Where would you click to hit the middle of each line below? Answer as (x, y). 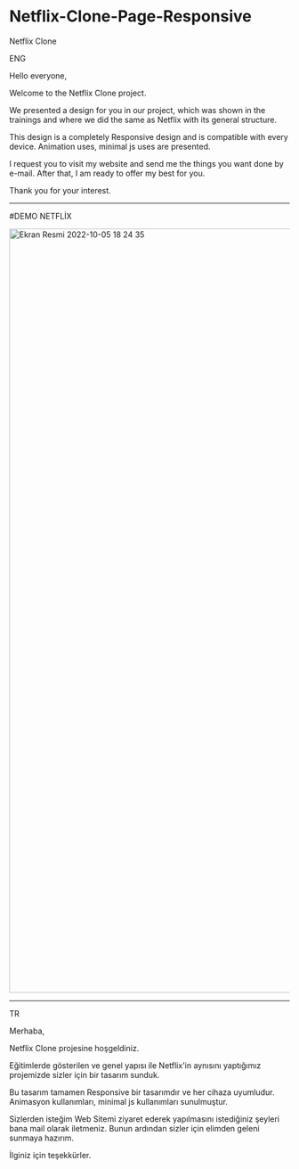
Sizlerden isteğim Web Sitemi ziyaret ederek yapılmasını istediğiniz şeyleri (145, 1119)
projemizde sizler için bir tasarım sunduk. (85, 1074)
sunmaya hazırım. (41, 1138)
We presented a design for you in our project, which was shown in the (137, 110)
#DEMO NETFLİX (41, 216)
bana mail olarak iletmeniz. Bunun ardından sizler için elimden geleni (134, 1128)
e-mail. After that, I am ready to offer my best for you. (107, 173)
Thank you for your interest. (60, 190)
